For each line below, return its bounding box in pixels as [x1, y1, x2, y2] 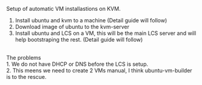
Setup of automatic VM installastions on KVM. [6, 5, 121, 12]
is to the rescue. [6, 74, 47, 80]
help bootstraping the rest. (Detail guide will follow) [15, 36, 143, 43]
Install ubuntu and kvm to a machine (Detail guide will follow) [15, 17, 167, 24]
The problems [6, 54, 41, 61]
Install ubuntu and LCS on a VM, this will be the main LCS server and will [15, 30, 197, 37]
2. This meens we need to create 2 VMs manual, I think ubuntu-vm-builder [6, 67, 192, 74]
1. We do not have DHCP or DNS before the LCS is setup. [6, 60, 149, 68]
